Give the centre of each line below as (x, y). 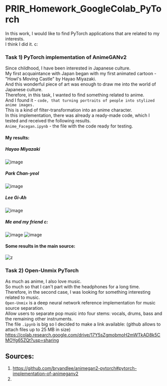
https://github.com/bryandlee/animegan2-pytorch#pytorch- (75, 368)
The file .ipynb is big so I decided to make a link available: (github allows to (83, 324)
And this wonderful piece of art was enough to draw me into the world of (81, 84)
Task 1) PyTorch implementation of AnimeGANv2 (66, 57)
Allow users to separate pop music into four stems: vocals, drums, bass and (84, 313)
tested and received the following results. (48, 121)
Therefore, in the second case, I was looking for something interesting (78, 292)
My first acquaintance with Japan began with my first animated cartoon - (81, 74)
